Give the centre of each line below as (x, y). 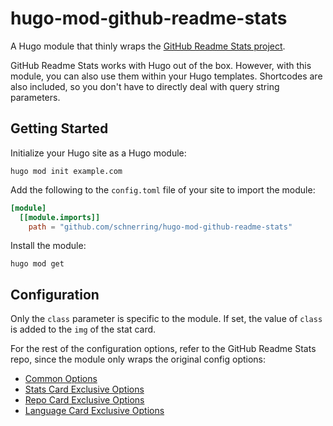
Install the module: (48, 246)
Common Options (61, 379)
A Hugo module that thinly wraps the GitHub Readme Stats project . (148, 46)
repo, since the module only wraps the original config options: (138, 359)
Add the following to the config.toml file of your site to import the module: (163, 189)
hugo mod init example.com (66, 171)
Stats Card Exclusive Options (84, 389)
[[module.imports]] (60, 217)
